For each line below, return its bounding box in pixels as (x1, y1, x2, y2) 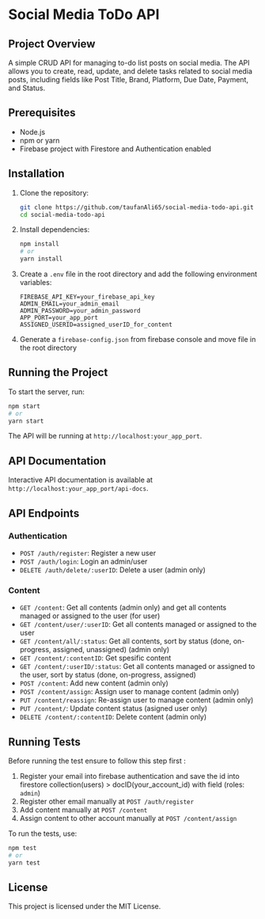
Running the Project (8, 366, 108, 379)
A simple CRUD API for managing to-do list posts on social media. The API (8, 58, 251, 67)
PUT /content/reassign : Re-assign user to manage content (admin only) (19, 695, 254, 705)
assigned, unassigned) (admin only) (52, 645, 170, 655)
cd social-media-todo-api (19, 211, 105, 218)
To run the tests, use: (8, 829, 78, 838)
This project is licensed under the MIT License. (8, 902, 161, 911)
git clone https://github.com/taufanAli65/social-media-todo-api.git (19, 203, 255, 211)
